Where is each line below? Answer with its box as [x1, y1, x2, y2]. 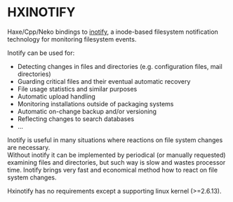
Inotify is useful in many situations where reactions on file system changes [7, 135, 223, 144]
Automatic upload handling [17, 92, 96, 101]
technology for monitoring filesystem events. [7, 34, 137, 43]
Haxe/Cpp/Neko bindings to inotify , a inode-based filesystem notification [7, 27, 219, 36]
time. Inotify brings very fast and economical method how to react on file [7, 165, 218, 174]
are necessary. [7, 143, 51, 151]
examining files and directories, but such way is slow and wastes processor [7, 158, 226, 166]
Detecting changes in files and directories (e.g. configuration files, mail [17, 62, 222, 70]
